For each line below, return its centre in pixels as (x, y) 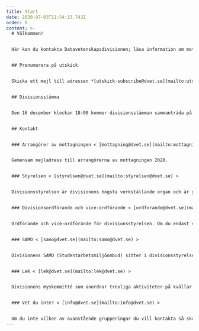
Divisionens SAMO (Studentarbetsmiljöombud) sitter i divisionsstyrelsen (104, 255)
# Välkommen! (28, 34)
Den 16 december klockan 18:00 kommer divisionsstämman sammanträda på (102, 113)
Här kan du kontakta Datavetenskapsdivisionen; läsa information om (98, 50)
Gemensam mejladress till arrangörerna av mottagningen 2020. (90, 160)
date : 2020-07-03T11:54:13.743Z (46, 17)
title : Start (22, 12)
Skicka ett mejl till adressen (50, 81)
